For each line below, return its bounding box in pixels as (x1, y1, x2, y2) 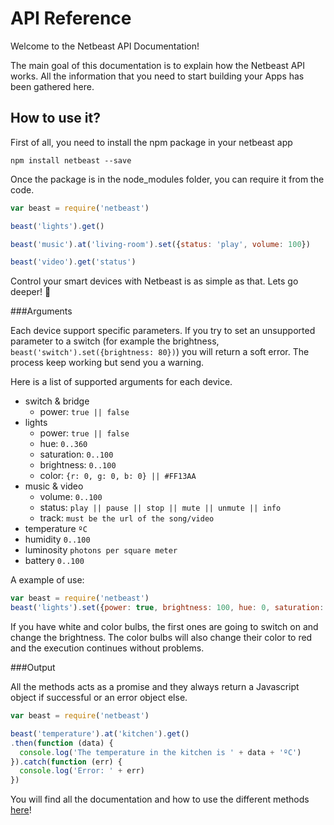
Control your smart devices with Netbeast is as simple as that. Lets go (10, 275, 299, 287)
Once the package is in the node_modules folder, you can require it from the (10, 173, 325, 185)
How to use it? (10, 110, 101, 127)
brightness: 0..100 (39, 459, 117, 471)
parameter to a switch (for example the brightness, (10, 335, 220, 347)
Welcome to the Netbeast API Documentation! (10, 40, 200, 52)
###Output (10, 662, 56, 673)
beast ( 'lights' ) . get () (10, 221, 105, 231)
